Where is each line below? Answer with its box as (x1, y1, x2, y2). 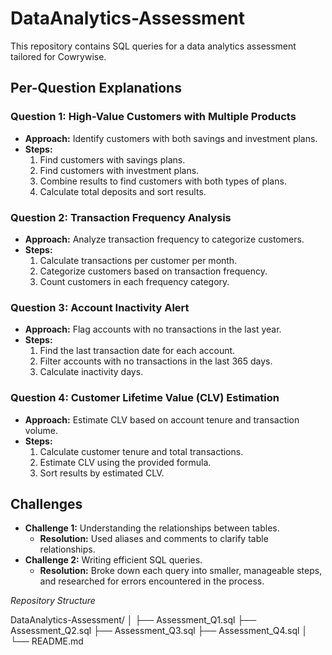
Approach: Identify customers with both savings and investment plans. (24, 132, 318, 144)
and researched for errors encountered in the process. (39, 575, 265, 587)
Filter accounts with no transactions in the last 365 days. (39, 355, 273, 367)
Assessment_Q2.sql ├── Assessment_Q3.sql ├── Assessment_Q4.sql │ (10, 625, 308, 637)
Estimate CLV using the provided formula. (39, 456, 212, 468)
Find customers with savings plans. (39, 153, 186, 166)
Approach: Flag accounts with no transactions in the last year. (24, 323, 282, 336)
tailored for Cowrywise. (10, 50, 107, 62)
